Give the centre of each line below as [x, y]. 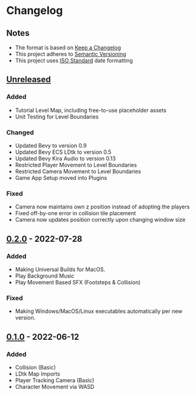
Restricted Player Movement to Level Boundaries [76, 165]
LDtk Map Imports [38, 374]
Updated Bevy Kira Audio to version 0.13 [66, 158]
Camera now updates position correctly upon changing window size [100, 220]
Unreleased [29, 80]
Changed [20, 132]
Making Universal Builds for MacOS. [60, 269]
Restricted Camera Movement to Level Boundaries [78, 171]
